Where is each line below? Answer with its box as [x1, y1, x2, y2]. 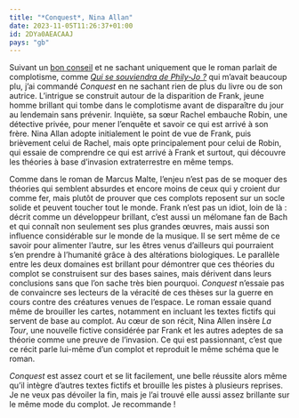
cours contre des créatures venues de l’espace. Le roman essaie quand [9, 297, 271, 308]
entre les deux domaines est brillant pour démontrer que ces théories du [9, 259, 275, 269]
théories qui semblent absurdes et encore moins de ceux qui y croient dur [9, 183, 280, 194]
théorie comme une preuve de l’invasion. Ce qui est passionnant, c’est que [9, 334, 283, 345]
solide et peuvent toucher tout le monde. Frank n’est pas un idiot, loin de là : [9, 202, 287, 213]
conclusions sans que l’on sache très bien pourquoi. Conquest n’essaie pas [9, 277, 285, 289]
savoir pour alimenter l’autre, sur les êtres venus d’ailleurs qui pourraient [9, 240, 274, 251]
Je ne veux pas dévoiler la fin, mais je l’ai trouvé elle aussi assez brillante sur [9, 390, 290, 400]
